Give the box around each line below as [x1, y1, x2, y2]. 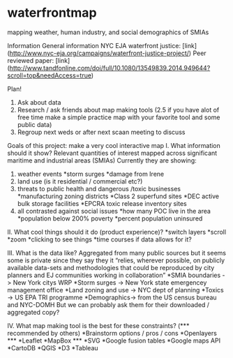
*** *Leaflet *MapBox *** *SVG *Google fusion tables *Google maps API [7, 336, 221, 345]
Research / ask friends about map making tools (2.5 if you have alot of [17, 105, 220, 114]
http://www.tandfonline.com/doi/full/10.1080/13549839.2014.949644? [9, 64, 211, 72]
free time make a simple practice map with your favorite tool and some [17, 113, 220, 121]
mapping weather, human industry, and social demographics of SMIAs [7, 28, 209, 36]
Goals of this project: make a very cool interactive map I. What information [7, 141, 221, 149]
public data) [17, 120, 52, 128]
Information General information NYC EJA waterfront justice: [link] [7, 41, 197, 50]
